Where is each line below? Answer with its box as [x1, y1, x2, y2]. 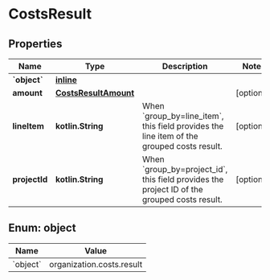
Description [162, 61, 208, 72]
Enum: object [8, 221, 76, 235]
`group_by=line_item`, [141, 110, 224, 121]
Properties [8, 37, 63, 51]
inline [55, 74, 78, 85]
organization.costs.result [49, 258, 143, 270]
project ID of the [141, 184, 203, 195]
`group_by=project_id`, [141, 164, 228, 175]
